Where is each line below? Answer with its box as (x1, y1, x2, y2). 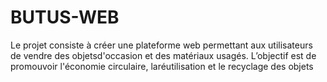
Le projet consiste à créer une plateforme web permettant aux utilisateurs (10, 39, 313, 51)
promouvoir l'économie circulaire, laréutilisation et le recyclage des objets (10, 60, 314, 72)
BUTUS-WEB (10, 6, 120, 29)
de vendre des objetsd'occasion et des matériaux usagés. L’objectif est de (10, 49, 317, 61)
